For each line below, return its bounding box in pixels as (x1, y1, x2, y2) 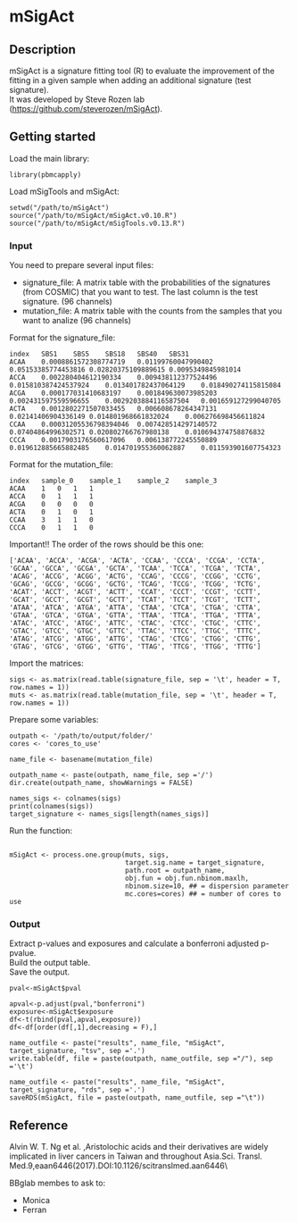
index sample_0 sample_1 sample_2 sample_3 (9, 476, 218, 486)
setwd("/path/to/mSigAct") (9, 203, 110, 212)
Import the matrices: (9, 658, 85, 669)
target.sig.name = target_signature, (124, 858, 266, 867)
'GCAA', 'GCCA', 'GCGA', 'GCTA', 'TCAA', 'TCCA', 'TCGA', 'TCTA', (9, 565, 261, 573)
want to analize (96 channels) (21, 315, 132, 326)
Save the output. (9, 967, 70, 977)
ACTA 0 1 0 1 (9, 507, 94, 517)
